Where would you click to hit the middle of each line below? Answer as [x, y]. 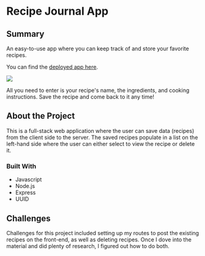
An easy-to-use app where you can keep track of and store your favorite [98, 48]
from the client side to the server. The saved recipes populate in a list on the [102, 137]
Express [25, 193]
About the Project [41, 116]
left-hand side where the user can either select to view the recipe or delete [101, 144]
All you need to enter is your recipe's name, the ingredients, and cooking [98, 90]
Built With [21, 166]
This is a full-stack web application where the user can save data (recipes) [100, 130]
